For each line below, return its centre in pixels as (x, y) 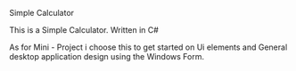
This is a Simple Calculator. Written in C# (84, 30)
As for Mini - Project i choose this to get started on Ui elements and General (148, 47)
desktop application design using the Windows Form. (107, 56)
